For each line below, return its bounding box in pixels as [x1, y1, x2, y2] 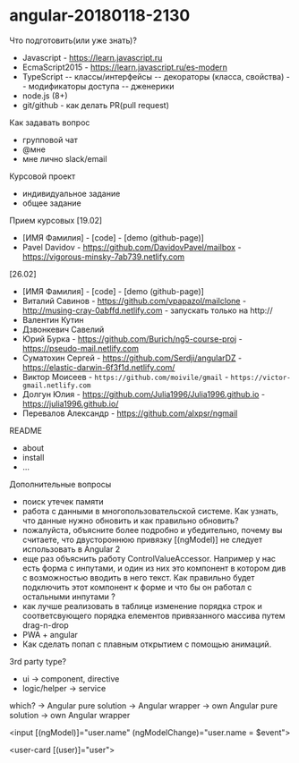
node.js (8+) [21, 90, 69, 101]
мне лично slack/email [21, 153, 107, 164]
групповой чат [21, 134, 79, 145]
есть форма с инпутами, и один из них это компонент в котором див [21, 563, 286, 573]
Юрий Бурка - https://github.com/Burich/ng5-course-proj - [21, 333, 243, 344]
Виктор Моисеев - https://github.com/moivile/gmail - [21, 371, 229, 382]
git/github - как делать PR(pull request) [21, 99, 170, 110]
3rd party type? [9, 656, 67, 666]
